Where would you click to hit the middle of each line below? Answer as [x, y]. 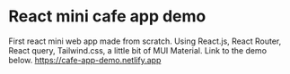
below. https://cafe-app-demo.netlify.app [85, 60]
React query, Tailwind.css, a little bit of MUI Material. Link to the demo [137, 50]
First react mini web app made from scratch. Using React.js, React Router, [145, 41]
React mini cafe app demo [107, 16]
